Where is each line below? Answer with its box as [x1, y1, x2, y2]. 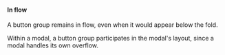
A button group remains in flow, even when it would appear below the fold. [7, 21, 218, 29]
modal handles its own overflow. [7, 41, 98, 49]
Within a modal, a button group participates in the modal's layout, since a [7, 34, 215, 43]
